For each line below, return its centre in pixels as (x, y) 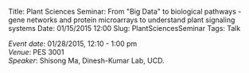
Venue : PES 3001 (36, 52)
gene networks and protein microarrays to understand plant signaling (122, 20)
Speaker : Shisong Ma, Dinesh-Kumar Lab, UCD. (86, 60)
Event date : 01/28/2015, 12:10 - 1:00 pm (73, 44)
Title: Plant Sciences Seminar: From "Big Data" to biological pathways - (125, 12)
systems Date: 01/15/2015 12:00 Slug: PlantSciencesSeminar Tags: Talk (124, 28)
